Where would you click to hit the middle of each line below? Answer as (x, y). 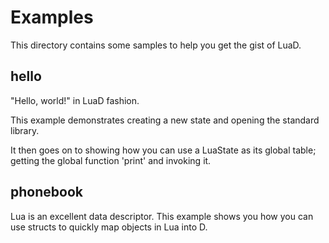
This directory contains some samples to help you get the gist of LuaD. (156, 45)
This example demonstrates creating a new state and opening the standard (165, 120)
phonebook (46, 192)
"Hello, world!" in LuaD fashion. (75, 100)
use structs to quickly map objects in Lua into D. (109, 227)
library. (25, 130)
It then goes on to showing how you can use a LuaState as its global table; (163, 150)
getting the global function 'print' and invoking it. (111, 160)
